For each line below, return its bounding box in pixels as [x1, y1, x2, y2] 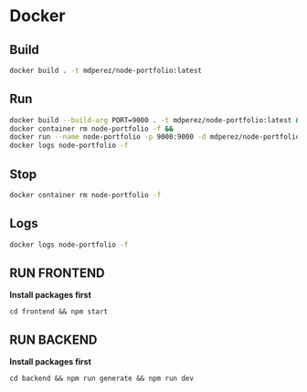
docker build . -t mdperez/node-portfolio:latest [9, 66, 203, 75]
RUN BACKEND [9, 332, 98, 347]
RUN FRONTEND [9, 265, 105, 281]
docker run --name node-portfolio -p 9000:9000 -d [9, 132, 206, 142]
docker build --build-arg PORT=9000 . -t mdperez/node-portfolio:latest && [9, 115, 304, 124]
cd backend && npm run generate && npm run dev [9, 374, 195, 384]
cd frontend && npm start [9, 307, 108, 316]
